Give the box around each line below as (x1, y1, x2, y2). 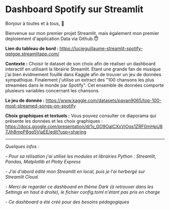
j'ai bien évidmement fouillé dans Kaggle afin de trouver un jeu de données (5, 71, 161, 77)
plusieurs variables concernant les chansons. (5, 87, 100, 93)
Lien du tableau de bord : (5, 45, 59, 51)
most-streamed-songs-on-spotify (5, 102, 76, 109)
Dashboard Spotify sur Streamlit (5, 4, 144, 15)
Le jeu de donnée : (5, 97, 45, 103)
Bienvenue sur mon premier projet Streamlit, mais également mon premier (5, 30, 159, 36)
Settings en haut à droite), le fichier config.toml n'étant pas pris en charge (5, 189, 160, 195)
